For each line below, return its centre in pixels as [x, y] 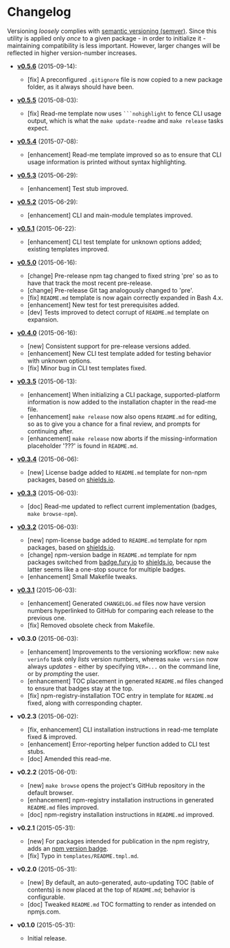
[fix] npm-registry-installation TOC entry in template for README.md [120, 695]
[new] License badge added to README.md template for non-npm [117, 472]
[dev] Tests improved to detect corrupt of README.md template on [118, 312]
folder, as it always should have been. [80, 87]
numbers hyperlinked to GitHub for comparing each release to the [120, 610]
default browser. [50, 792]
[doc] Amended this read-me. [69, 758]
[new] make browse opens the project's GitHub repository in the [116, 785]
